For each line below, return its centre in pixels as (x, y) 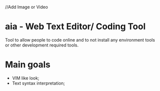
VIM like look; (26, 78)
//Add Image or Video (27, 7)
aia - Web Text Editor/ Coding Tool (75, 27)
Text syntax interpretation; (38, 83)
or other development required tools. (42, 45)
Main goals (28, 65)
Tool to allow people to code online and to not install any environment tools (80, 40)
